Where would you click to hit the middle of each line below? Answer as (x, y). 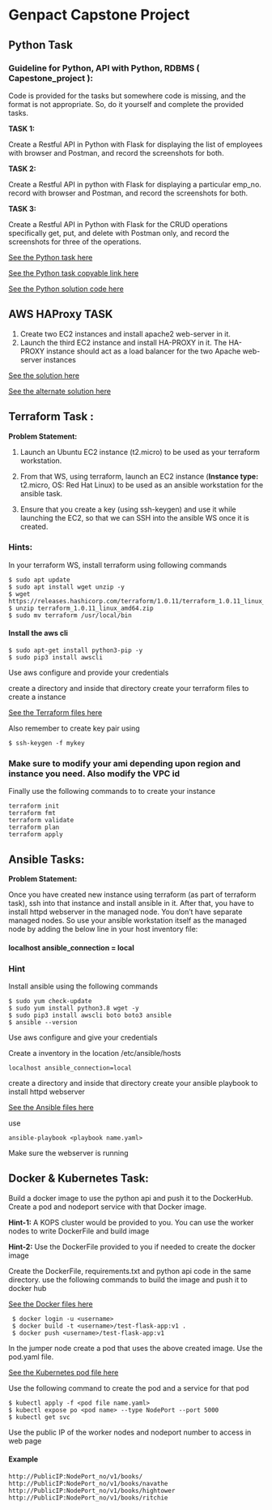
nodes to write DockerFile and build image (79, 1231)
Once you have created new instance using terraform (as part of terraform (132, 894)
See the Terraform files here (55, 712)
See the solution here (44, 375)
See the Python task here (51, 257)
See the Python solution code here (66, 289)
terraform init (34, 806)
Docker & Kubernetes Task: (79, 1179)
